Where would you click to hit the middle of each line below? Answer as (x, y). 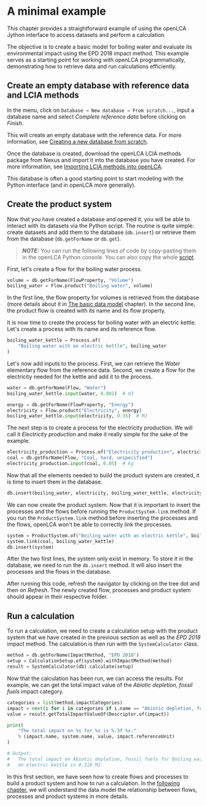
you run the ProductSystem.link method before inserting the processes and (103, 518)
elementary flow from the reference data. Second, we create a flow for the (101, 370)
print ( (15, 725)
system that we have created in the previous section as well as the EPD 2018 (104, 638)
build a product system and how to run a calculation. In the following (93, 783)
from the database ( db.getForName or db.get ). (64, 238)
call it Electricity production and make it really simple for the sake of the (98, 434)
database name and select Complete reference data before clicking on (96, 116)
